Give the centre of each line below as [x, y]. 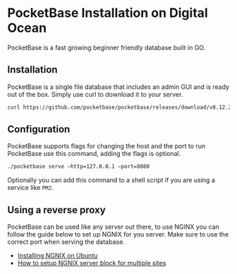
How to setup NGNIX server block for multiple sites [92, 263]
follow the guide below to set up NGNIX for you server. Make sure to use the [118, 234]
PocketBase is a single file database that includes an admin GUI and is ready [119, 87]
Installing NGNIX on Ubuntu [57, 256]
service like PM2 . [31, 188]
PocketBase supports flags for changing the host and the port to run [107, 146]
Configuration [39, 130]
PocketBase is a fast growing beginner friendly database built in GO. [107, 47]
